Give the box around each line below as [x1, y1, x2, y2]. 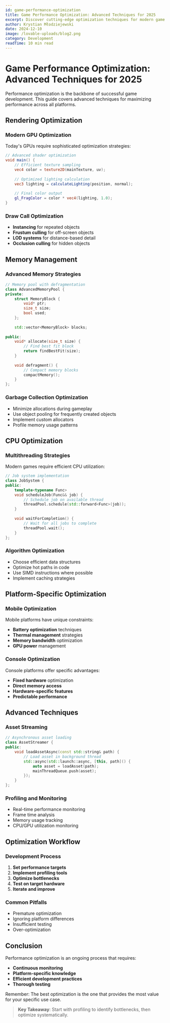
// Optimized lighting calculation [14, 177, 90, 182]
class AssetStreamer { [5, 740, 53, 745]
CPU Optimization [5, 436, 63, 445]
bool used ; [23, 311, 47, 316]
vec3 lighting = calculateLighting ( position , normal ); [14, 181, 133, 186]
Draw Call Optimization [5, 212, 64, 220]
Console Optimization [5, 656, 60, 663]
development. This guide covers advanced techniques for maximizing [5, 96, 152, 102]
